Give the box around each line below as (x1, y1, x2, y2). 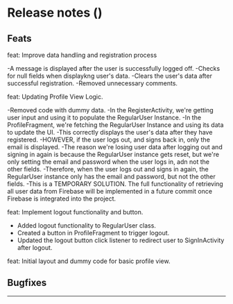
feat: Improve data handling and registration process (7, 51, 157, 59)
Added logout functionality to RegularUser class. (17, 221, 156, 230)
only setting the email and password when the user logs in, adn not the (7, 158, 210, 166)
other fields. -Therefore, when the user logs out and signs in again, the (7, 165, 209, 173)
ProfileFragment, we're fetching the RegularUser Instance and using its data (7, 121, 224, 129)
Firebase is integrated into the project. (7, 194, 116, 203)
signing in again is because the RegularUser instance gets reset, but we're (7, 151, 220, 158)
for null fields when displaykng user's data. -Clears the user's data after (7, 71, 213, 80)
